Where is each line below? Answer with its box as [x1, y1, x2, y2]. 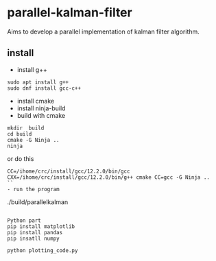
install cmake [16, 97, 55, 105]
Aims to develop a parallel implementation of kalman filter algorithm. [7, 27, 200, 36]
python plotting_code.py [7, 247, 78, 254]
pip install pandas [7, 229, 63, 236]
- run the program [7, 186, 60, 192]
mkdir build [7, 125, 45, 132]
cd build [7, 130, 32, 138]
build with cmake [16, 111, 66, 119]
